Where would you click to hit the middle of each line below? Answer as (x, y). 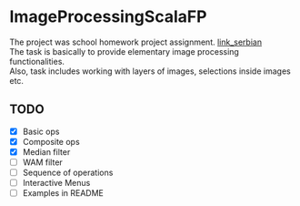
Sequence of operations (68, 172)
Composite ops (51, 141)
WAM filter (43, 162)
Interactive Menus (56, 183)
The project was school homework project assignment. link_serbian (135, 42)
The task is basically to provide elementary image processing (124, 51)
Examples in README (63, 193)
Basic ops (41, 131)
